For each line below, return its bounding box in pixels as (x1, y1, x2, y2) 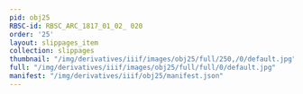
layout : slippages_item (9, 38, 99, 47)
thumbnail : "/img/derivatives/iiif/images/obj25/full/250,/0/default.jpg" (9, 55, 297, 64)
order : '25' (9, 30, 54, 38)
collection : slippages (9, 47, 95, 56)
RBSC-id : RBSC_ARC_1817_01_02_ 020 (9, 21, 143, 30)
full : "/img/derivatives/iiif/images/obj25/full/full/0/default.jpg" (9, 64, 277, 73)
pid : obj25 (9, 13, 50, 22)
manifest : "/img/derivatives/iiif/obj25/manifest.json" (9, 72, 224, 81)
